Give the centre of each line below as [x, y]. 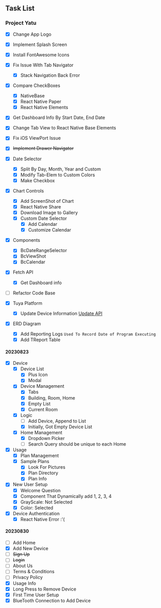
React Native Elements [44, 108]
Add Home [24, 543]
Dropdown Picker [46, 438]
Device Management [42, 386]
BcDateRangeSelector [44, 250]
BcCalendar [33, 262]
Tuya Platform [27, 303]
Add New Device [31, 549]
